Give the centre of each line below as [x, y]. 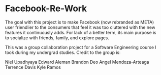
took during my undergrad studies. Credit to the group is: [63, 52]
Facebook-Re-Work [46, 9]
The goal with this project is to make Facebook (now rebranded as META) [80, 22]
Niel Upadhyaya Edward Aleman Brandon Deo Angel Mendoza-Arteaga [77, 62]
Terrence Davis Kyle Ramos [33, 67]
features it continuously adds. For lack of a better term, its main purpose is [81, 32]
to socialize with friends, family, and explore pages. [57, 38]
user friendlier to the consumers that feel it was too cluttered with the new [80, 27]
